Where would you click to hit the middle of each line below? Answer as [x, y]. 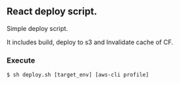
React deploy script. [52, 12]
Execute [21, 60]
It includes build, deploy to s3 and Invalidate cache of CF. [90, 42]
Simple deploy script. [37, 28]
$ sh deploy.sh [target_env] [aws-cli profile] [78, 75]
